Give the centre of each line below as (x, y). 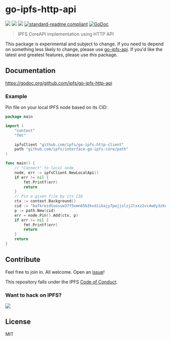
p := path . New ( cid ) (35, 211)
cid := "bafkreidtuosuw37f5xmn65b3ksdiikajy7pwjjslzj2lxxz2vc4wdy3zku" (92, 206)
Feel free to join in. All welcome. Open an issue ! (55, 272)
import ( (15, 126)
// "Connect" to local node (44, 168)
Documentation (31, 71)
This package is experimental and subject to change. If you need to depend (84, 44)
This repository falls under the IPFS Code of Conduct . (62, 282)
